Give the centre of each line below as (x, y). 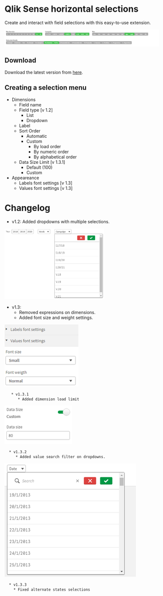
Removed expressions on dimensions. (57, 312)
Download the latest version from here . (44, 72)
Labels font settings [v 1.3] (46, 183)
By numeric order (51, 152)
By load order (47, 146)
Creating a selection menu (46, 88)
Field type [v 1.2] (36, 110)
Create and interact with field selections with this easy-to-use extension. (78, 23)
